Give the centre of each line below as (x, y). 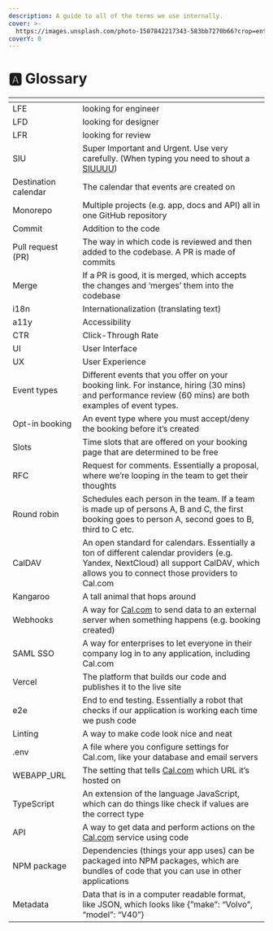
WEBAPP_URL (39, 776)
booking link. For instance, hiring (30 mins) (164, 385)
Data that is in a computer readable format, (164, 894)
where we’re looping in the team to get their (165, 476)
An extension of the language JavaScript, (161, 794)
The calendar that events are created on (159, 187)
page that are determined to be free (150, 452)
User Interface (110, 349)
